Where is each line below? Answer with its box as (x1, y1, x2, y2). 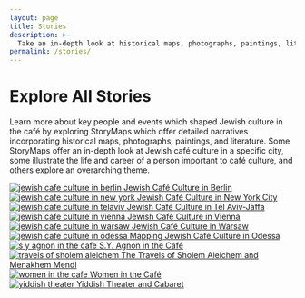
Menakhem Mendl (9, 260, 77, 271)
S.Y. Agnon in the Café (98, 240, 184, 251)
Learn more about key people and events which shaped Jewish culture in (9, 116, 283, 127)
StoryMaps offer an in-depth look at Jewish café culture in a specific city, (9, 145, 284, 156)
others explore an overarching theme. (9, 164, 151, 175)
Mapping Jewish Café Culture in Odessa (129, 231, 280, 242)
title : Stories (9, 22, 67, 31)
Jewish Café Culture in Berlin (123, 183, 233, 194)
